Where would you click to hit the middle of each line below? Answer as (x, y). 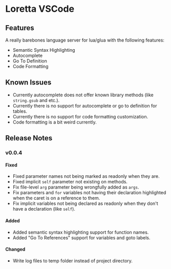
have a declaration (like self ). (44, 209)
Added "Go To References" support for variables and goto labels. (81, 237)
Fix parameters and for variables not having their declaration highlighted (89, 193)
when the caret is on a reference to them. (56, 198)
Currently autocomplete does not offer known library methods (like (83, 95)
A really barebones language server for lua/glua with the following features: (85, 40)
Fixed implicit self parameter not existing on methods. (70, 182)
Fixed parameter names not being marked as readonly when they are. (86, 176)
